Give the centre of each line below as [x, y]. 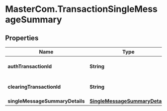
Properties [22, 38]
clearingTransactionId [34, 87]
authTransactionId [30, 66]
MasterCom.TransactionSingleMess [82, 9]
